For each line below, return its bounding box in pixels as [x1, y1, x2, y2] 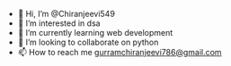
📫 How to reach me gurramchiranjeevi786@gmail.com [17, 47, 222, 57]
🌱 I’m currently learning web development [17, 28, 173, 37]
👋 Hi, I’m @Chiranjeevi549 [17, 9, 115, 19]
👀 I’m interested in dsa [17, 18, 101, 29]
